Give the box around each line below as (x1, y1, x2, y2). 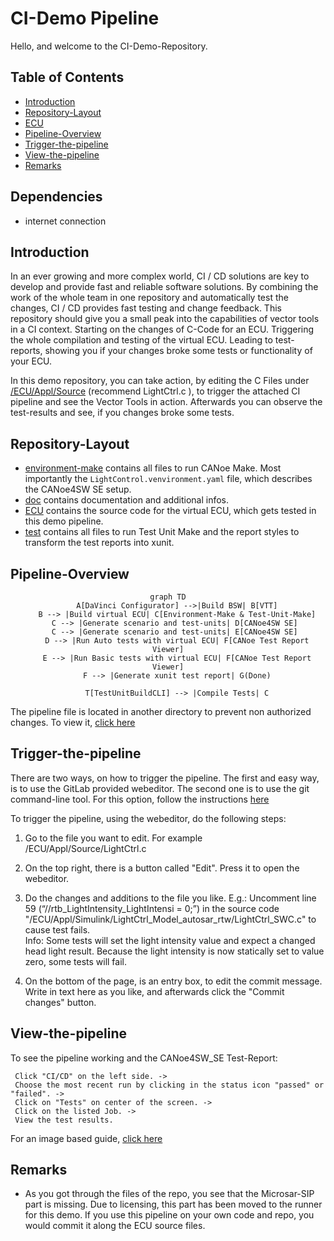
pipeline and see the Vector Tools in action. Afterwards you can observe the (10, 396, 323, 408)
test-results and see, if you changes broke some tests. (10, 407, 235, 419)
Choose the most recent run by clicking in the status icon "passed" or (14, 1080, 325, 1090)
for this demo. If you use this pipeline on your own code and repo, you (24, 1209, 315, 1221)
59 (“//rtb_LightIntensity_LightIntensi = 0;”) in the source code (24, 902, 280, 914)
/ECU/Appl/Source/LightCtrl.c (24, 842, 147, 854)
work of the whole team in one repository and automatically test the (10, 292, 289, 304)
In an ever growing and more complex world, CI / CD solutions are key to (10, 270, 310, 282)
